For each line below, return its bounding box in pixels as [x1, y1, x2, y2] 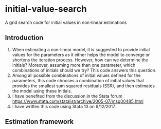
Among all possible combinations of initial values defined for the [12, 72, 141, 78]
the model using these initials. [12, 88, 72, 93]
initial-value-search [5, 3, 87, 15]
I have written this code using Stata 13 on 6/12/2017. [12, 103, 116, 109]
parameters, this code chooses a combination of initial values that [12, 77, 144, 83]
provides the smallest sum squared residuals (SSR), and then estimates [12, 83, 155, 89]
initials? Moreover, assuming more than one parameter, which [12, 62, 136, 68]
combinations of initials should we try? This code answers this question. [12, 67, 157, 73]
